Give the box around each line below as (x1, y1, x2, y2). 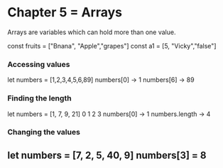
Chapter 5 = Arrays (7, 4, 123, 21)
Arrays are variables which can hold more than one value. (7, 28, 176, 36)
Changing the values (7, 127, 80, 137)
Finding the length (7, 93, 72, 103)
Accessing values (7, 59, 70, 69)
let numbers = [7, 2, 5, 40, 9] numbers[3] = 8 (7, 149, 207, 161)
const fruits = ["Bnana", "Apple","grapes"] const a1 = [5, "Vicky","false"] (7, 41, 217, 50)
